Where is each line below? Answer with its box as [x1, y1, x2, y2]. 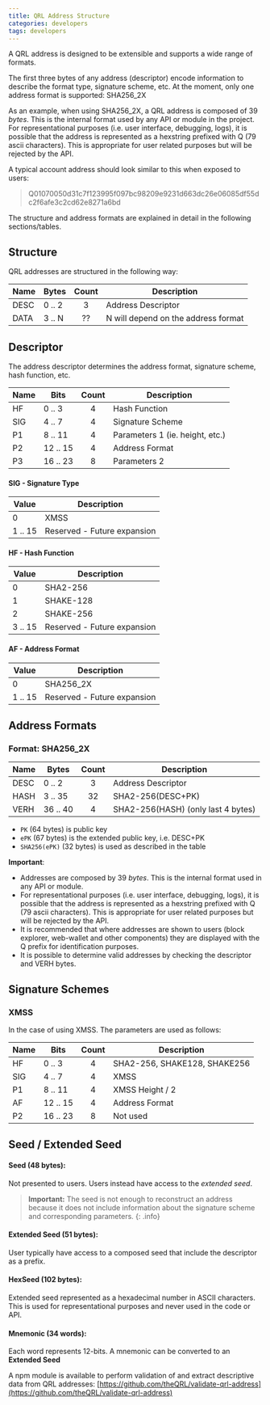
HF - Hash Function [8, 547, 74, 558]
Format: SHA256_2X [8, 743, 90, 754]
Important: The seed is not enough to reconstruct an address [27, 1194, 233, 1204]
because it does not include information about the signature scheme [27, 1202, 255, 1213]
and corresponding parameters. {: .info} [27, 1211, 160, 1221]
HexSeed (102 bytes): [8, 1275, 82, 1285]
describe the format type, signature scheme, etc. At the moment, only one [8, 82, 255, 91]
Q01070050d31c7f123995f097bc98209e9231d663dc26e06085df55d [27, 189, 260, 199]
